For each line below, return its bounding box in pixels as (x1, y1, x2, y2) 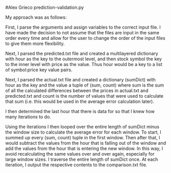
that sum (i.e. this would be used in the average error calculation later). (5, 98, 154, 104)
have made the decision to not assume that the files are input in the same (5, 30, 160, 35)
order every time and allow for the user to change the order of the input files (5, 35, 166, 41)
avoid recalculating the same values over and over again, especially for (5, 151, 155, 157)
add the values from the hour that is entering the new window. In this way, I (5, 145, 163, 152)
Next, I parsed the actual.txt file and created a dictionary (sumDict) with (5, 77, 156, 82)
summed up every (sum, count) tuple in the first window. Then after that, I (5, 135, 160, 140)
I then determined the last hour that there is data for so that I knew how (5, 109, 155, 114)
